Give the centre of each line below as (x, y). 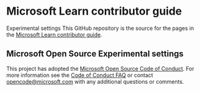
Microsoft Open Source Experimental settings (95, 54)
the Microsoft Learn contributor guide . (54, 34)
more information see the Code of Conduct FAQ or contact (80, 75)
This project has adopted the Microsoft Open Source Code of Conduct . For (100, 68)
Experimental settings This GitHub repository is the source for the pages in (100, 28)
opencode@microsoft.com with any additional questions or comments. (95, 81)
